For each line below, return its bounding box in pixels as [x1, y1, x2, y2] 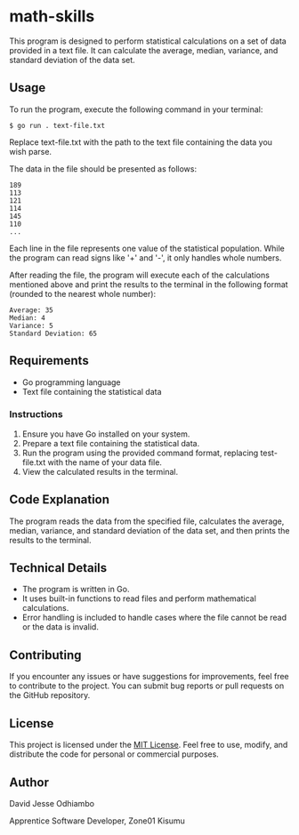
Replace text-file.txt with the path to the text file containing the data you [9, 136, 273, 148]
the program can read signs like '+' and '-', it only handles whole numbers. [9, 252, 282, 263]
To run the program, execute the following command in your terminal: [9, 104, 263, 115]
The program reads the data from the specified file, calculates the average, [9, 516, 285, 526]
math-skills [9, 6, 95, 27]
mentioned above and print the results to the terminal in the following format [9, 278, 288, 290]
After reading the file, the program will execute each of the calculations [9, 269, 270, 280]
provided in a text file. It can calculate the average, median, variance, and [9, 44, 279, 55]
